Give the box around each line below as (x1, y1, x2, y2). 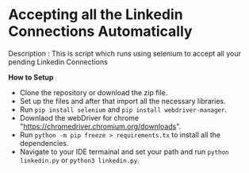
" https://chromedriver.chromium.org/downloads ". (19, 121, 182, 131)
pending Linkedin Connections (8, 57, 109, 67)
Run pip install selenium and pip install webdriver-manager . (19, 105, 228, 114)
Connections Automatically (8, 22, 193, 40)
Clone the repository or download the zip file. (19, 87, 168, 97)
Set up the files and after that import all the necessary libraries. (19, 96, 226, 106)
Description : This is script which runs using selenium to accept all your (8, 48, 242, 58)
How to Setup (8, 72, 54, 82)
